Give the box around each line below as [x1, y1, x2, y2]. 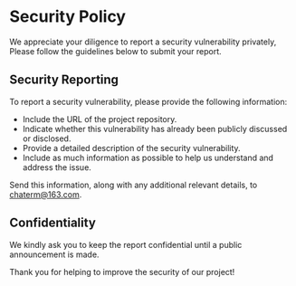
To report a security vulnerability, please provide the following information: [9, 96, 288, 107]
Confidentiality [9, 215, 97, 231]
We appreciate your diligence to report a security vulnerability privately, [9, 36, 277, 47]
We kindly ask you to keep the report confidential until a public [9, 239, 243, 250]
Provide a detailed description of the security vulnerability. [22, 142, 242, 153]
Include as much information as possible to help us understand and [22, 152, 274, 163]
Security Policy [9, 6, 127, 27]
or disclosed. [22, 133, 72, 144]
